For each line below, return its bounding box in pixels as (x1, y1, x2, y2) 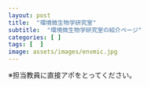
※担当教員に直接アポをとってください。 (8, 71, 136, 79)
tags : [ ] (8, 41, 44, 49)
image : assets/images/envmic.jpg (8, 48, 118, 56)
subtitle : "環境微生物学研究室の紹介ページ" (8, 26, 142, 34)
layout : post (8, 11, 51, 20)
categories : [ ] (8, 33, 61, 42)
